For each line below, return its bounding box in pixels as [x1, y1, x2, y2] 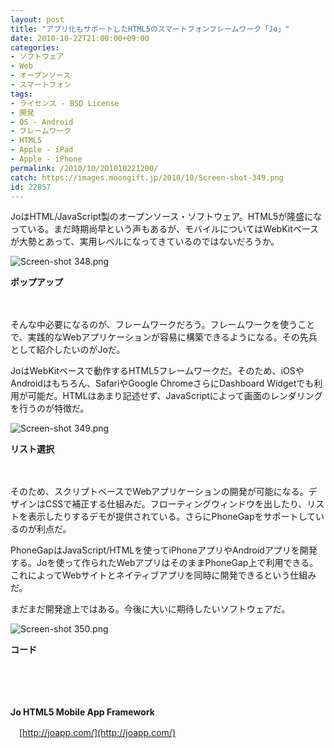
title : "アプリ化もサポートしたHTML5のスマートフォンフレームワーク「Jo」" [10, 24, 290, 34]
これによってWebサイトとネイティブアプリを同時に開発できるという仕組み [10, 569, 317, 581]
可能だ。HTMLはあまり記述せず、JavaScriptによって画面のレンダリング [27, 390, 323, 402]
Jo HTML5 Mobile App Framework [10, 706, 155, 718]
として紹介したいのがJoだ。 [10, 344, 126, 356]
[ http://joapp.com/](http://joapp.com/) [18, 727, 177, 739]
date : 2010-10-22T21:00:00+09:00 [10, 33, 150, 43]
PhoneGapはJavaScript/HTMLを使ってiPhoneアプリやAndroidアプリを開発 [10, 544, 318, 556]
